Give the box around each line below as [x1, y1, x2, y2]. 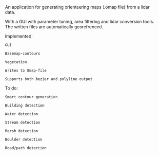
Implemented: [5, 34, 33, 39]
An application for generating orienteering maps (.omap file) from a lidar [5, 4, 150, 10]
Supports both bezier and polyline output [5, 77, 93, 82]
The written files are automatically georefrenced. [5, 24, 103, 30]
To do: [5, 85, 18, 91]
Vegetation [5, 60, 27, 65]
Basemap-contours [5, 51, 40, 56]
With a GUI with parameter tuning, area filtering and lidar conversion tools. [5, 19, 155, 24]
